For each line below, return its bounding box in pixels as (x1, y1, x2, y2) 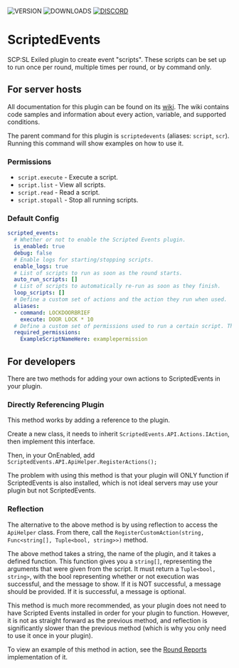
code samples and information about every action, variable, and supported (7, 110, 226, 118)
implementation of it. (7, 652, 68, 661)
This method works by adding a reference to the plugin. (7, 416, 171, 424)
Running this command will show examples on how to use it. (7, 139, 184, 148)
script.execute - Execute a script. (17, 173, 119, 182)
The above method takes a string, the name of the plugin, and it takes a (7, 549, 216, 557)
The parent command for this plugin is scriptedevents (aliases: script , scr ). (7, 131, 230, 140)
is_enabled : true (14, 243, 65, 250)
